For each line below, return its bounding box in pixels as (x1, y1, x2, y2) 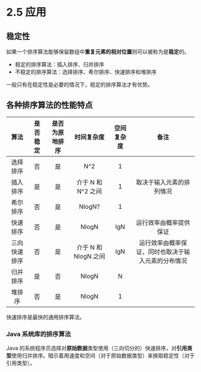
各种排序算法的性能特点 (6, 100, 93, 111)
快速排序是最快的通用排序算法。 (6, 313, 85, 321)
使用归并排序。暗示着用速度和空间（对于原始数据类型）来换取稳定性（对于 (11, 352, 195, 359)
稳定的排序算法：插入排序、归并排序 (14, 61, 105, 68)
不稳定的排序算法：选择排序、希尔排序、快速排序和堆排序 (14, 68, 157, 75)
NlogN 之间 (74, 252, 106, 260)
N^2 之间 (77, 187, 102, 195)
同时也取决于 (148, 248, 184, 256)
